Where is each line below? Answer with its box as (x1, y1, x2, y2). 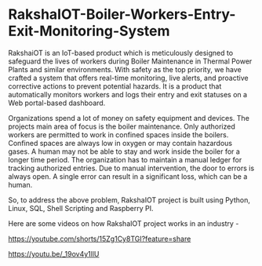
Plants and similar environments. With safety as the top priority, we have (8, 64, 242, 74)
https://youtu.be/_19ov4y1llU (8, 249, 100, 258)
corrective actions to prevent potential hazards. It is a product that (8, 81, 222, 91)
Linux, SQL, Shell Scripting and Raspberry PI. (8, 203, 154, 213)
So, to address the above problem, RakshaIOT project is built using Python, (8, 195, 251, 205)
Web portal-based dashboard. (8, 98, 106, 107)
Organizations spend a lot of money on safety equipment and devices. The (8, 113, 249, 122)
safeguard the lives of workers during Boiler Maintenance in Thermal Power (8, 56, 253, 66)
